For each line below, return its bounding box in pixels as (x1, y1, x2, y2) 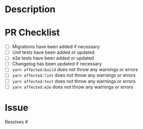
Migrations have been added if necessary (12, 44, 100, 50)
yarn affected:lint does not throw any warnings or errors (12, 72, 136, 78)
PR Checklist (5, 27, 60, 39)
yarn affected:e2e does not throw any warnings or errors (12, 84, 134, 90)
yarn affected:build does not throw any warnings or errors (12, 67, 138, 73)
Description (5, 4, 56, 15)
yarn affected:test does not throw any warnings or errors (12, 78, 136, 84)
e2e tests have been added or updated (12, 55, 94, 61)
